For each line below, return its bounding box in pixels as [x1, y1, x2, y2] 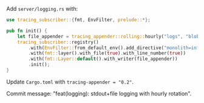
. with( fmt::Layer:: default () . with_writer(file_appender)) [28, 56, 178, 62]
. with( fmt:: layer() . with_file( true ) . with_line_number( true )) [28, 50, 186, 56]
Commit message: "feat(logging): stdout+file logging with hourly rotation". [6, 90, 192, 97]
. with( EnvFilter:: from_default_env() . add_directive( [28, 45, 165, 51]
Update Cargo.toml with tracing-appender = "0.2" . [6, 78, 134, 85]
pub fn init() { [6, 27, 47, 34]
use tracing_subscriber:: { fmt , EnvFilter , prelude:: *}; [6, 17, 151, 23]
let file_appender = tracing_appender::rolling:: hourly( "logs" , [17, 33, 183, 39]
